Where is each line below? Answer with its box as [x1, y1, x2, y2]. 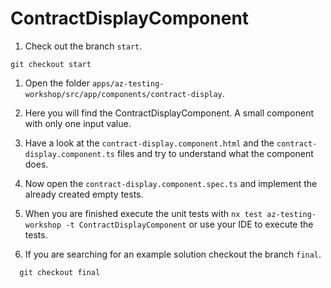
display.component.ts [24, 149, 115, 159]
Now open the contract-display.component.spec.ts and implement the [24, 177, 318, 189]
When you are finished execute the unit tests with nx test [24, 207, 263, 219]
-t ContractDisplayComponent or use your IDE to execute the [65, 218, 314, 230]
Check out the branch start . [24, 40, 143, 52]
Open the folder [24, 77, 90, 89]
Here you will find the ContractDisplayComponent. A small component [24, 107, 314, 119]
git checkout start [10, 59, 92, 69]
